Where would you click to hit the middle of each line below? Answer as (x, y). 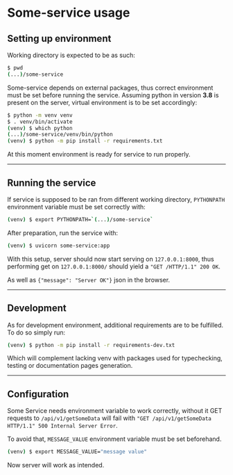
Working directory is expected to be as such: (71, 55)
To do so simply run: (36, 332)
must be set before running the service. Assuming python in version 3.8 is (113, 95)
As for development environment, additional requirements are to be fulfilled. (115, 325)
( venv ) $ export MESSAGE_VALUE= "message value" (77, 452)
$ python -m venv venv (40, 115)
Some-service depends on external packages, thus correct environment (110, 88)
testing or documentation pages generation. (70, 366)
